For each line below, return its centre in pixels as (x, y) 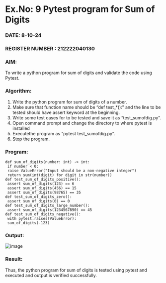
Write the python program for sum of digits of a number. (70, 102)
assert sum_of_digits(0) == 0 (39, 201)
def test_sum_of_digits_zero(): (39, 197)
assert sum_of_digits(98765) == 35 (44, 192)
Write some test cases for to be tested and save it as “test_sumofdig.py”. (87, 117)
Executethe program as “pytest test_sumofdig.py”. (64, 133)
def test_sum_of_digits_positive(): (43, 179)
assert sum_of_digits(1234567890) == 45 (50, 210)
